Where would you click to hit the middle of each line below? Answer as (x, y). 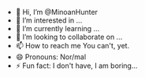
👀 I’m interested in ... (49, 20)
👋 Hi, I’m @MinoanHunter (57, 12)
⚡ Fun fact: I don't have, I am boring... (76, 66)
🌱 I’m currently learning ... (58, 28)
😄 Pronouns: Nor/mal (51, 57)
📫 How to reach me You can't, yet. (72, 46)
